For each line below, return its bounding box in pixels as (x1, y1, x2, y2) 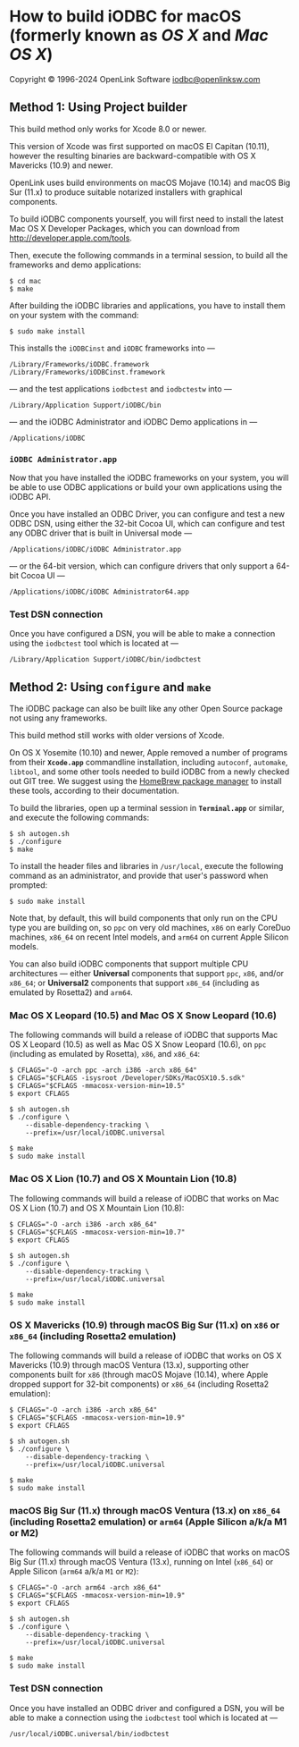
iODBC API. (9, 492, 51, 502)
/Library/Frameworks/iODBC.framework (9, 359, 150, 368)
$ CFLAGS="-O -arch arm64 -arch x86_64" (9, 1583, 162, 1592)
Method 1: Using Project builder (9, 100, 187, 115)
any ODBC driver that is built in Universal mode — (9, 527, 193, 538)
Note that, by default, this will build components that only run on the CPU (9, 913, 278, 924)
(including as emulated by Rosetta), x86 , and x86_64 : (9, 1049, 201, 1059)
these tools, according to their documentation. (9, 785, 180, 797)
